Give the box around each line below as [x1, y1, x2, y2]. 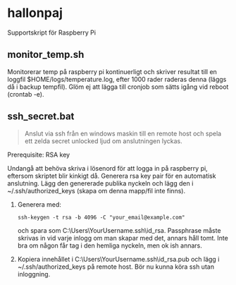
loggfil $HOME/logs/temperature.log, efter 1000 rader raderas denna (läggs [7, 75, 227, 83]
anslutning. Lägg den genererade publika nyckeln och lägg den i [7, 178, 194, 188]
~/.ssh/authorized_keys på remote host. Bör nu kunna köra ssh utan [17, 262, 215, 271]
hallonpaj [7, 5, 63, 21]
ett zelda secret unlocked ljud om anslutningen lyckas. [24, 136, 182, 145]
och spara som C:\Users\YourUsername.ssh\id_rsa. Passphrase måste [17, 226, 221, 234]
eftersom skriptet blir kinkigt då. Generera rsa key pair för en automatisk [7, 171, 216, 180]
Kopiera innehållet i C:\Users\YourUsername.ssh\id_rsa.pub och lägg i [17, 255, 220, 263]
